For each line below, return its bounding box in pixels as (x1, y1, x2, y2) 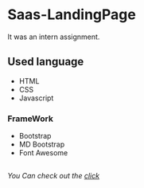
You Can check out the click (7, 171, 100, 181)
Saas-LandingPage (7, 6, 136, 24)
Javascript (18, 93, 54, 103)
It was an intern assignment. (7, 32, 100, 41)
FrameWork (7, 113, 53, 124)
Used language (7, 55, 84, 69)
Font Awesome (18, 148, 68, 158)
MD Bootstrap (18, 139, 65, 149)
